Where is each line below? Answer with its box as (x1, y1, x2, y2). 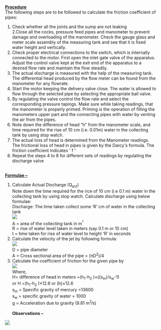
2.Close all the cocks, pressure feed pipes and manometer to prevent (12, 29, 150, 34)
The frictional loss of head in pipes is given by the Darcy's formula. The (12, 143, 155, 148)
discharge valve (12, 158, 44, 164)
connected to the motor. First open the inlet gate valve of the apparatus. (12, 55, 156, 60)
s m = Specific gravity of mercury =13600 (12, 286, 94, 294)
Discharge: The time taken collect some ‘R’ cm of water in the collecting (12, 203, 156, 209)
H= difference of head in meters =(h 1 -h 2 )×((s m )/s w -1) (12, 274, 119, 281)
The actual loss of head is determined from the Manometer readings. (12, 137, 149, 143)
